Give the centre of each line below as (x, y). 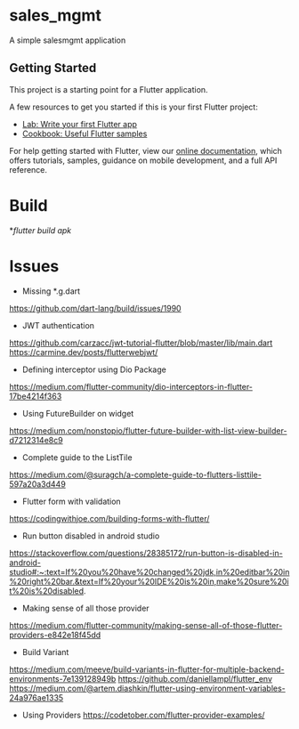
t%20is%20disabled (47, 591)
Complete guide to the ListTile (77, 457)
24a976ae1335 (36, 697)
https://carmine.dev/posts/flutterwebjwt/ (84, 352)
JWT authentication (58, 325)
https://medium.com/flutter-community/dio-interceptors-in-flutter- (131, 386)
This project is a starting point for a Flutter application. (109, 89)
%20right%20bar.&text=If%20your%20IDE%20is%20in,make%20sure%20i (149, 581)
